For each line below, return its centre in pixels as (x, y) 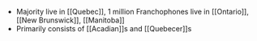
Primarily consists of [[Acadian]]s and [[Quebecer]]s (104, 29)
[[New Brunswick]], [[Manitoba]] (70, 20)
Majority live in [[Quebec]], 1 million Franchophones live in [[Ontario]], (132, 12)
